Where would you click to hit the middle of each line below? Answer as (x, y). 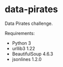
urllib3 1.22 (23, 48)
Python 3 (21, 43)
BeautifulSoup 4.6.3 (33, 54)
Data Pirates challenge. (29, 23)
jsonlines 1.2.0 (27, 59)
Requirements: (20, 33)
